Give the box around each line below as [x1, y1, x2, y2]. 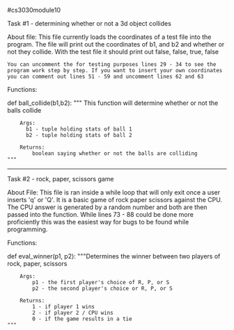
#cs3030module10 [7, 6, 61, 14]
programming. [7, 225, 48, 233]
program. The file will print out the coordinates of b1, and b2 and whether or [7, 40, 225, 48]
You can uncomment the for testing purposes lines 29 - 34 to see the [7, 61, 217, 68]
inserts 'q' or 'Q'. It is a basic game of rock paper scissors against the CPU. [7, 196, 223, 204]
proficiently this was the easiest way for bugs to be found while [7, 218, 189, 226]
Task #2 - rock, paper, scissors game [7, 175, 114, 183]
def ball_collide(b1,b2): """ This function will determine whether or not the [7, 99, 219, 107]
